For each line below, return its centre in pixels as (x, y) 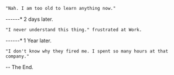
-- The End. (19, 67)
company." (18, 56)
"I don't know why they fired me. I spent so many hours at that (87, 51)
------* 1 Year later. (29, 40)
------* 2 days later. (29, 19)
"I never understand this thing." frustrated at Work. (74, 30)
